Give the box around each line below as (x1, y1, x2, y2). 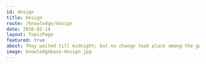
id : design (6, 9, 34, 15)
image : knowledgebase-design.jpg (6, 49, 92, 55)
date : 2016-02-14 (6, 26, 51, 32)
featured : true (6, 37, 45, 43)
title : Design (6, 15, 43, 21)
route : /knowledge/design (6, 20, 72, 26)
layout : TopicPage (6, 32, 53, 38)
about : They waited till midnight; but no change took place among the (6, 43, 193, 49)
